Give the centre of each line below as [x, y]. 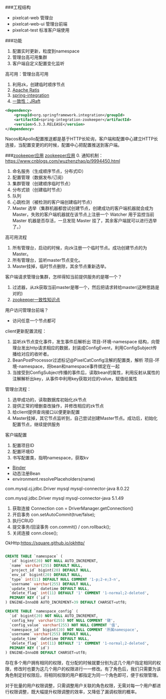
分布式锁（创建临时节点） [38, 190]
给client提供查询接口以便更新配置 [46, 412]
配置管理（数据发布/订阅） [39, 177]
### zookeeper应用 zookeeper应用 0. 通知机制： [54, 156]
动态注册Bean [26, 474]
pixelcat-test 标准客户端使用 [41, 30]
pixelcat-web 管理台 [33, 18]
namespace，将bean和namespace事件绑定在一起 [69, 367]
